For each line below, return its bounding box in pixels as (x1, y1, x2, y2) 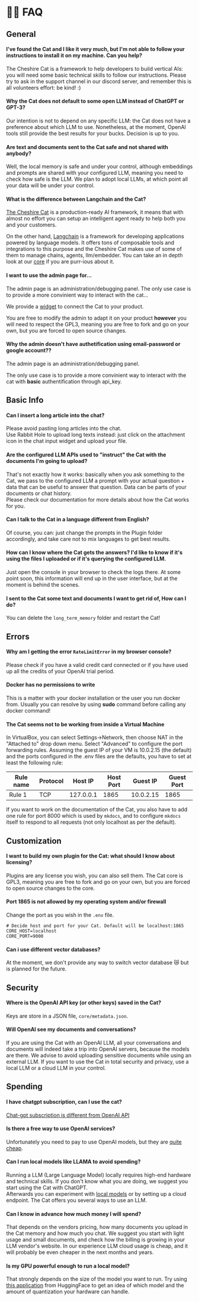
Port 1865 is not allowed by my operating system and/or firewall (6, 898, 166, 905)
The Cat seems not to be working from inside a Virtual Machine (6, 720, 165, 727)
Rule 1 (9, 790, 27, 799)
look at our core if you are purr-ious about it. (6, 258, 114, 265)
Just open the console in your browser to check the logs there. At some (6, 569, 181, 575)
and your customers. (6, 221, 57, 228)
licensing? (6, 859, 33, 866)
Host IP (73, 777, 94, 785)
